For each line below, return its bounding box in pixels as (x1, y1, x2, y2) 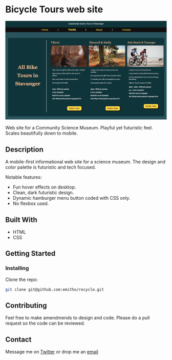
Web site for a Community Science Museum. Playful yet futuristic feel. (5, 125, 153, 131)
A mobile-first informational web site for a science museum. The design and (5, 159, 165, 165)
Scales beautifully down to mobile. (5, 130, 78, 137)
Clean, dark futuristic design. (12, 190, 74, 196)
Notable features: (5, 174, 42, 180)
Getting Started (5, 249, 56, 258)
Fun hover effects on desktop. (12, 184, 76, 191)
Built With (5, 215, 37, 224)
